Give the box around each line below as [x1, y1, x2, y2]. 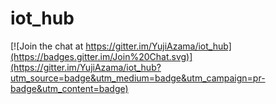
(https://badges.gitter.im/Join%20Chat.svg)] [10, 50, 193, 62]
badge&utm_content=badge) [10, 82, 129, 94]
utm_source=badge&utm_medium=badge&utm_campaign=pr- [10, 72, 266, 84]
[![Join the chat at [10, 40, 84, 52]
